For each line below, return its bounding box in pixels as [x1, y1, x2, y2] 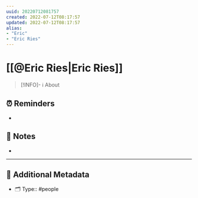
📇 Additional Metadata [6, 169, 90, 180]
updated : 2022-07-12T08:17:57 [6, 19, 81, 25]
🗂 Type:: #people [14, 186, 59, 193]
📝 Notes [6, 131, 36, 141]
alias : [6, 25, 22, 31]
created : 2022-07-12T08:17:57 [6, 14, 81, 20]
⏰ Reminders [6, 98, 55, 109]
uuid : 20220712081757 [6, 8, 60, 15]
